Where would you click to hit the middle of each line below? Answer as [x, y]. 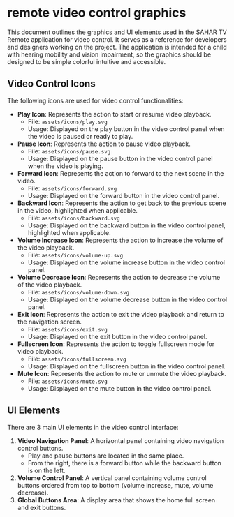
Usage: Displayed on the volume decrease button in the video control [127, 299]
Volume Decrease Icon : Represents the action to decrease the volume [119, 277]
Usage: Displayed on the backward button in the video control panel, [126, 225]
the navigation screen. [50, 322]
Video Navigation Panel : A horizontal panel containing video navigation [120, 440]
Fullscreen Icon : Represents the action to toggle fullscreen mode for [116, 344]
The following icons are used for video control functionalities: [95, 100]
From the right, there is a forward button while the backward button [125, 463]
